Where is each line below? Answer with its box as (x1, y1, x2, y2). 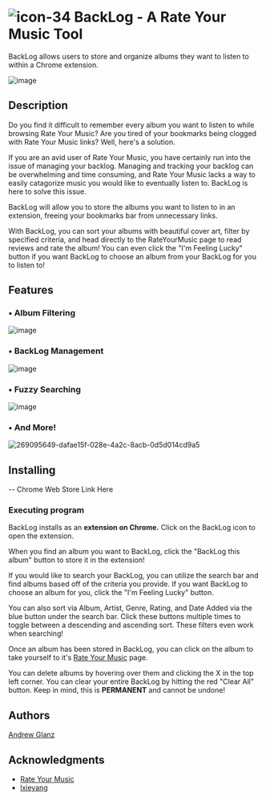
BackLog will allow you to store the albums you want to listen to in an (8, 202, 236, 211)
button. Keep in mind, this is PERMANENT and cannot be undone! (8, 685, 226, 695)
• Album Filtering (8, 308, 76, 319)
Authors (8, 709, 50, 722)
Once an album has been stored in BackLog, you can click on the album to (8, 645, 254, 654)
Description (8, 98, 68, 112)
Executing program (8, 505, 85, 516)
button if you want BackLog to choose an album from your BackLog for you (8, 251, 257, 261)
